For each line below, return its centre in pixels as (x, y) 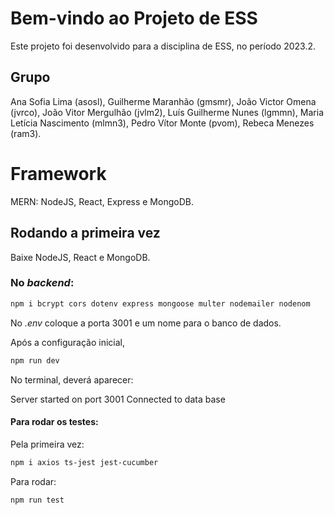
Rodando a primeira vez (85, 233)
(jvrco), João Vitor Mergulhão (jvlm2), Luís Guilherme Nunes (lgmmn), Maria (167, 112)
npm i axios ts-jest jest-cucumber (84, 462)
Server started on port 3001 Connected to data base (118, 399)
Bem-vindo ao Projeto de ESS (134, 18)
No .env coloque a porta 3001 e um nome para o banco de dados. (146, 323)
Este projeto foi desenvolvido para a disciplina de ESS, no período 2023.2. (163, 46)
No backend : (42, 283)
